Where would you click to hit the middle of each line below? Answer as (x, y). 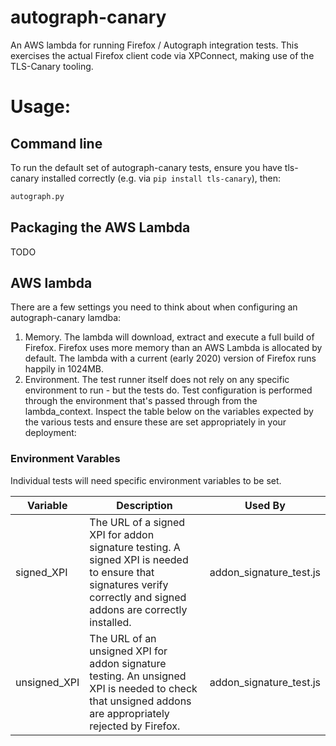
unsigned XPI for (128, 651)
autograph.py (37, 196)
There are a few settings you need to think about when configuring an (154, 307)
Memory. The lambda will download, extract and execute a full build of (169, 337)
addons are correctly (138, 609)
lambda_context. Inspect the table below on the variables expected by (169, 412)
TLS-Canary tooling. (52, 66)
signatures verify (129, 584)
